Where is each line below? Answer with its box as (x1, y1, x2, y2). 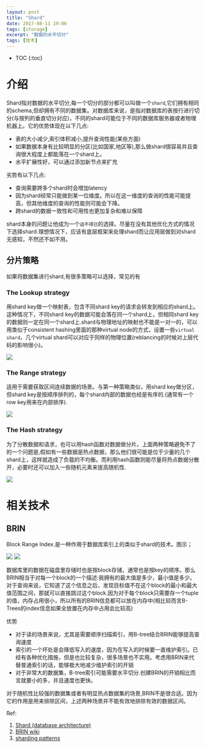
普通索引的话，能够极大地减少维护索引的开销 (20, 661, 134, 668)
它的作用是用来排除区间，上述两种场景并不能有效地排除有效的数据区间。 (6, 697, 189, 704)
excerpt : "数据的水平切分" (6, 32, 69, 38)
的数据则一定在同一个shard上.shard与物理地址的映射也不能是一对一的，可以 (6, 318, 198, 326)
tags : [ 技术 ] (6, 37, 38, 44)
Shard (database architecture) (15, 721, 91, 728)
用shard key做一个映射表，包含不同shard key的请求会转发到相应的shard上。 (6, 303, 199, 310)
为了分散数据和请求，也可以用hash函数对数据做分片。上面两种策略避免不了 (6, 440, 196, 448)
